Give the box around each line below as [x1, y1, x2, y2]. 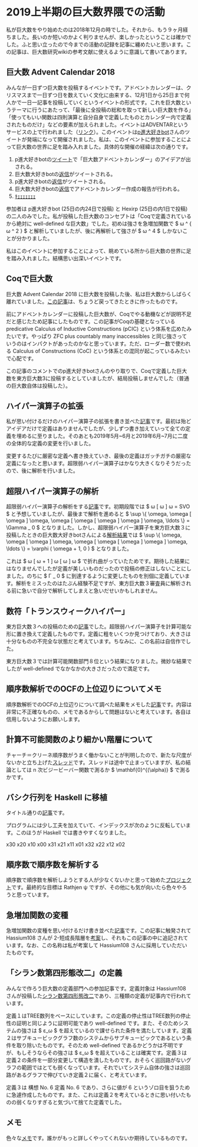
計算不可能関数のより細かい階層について [6, 735, 153, 745]
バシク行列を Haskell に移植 [6, 792, 108, 802]
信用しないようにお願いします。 [6, 716, 84, 723]
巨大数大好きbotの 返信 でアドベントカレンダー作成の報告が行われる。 [14, 185, 183, 192]
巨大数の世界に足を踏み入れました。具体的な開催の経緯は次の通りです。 [16, 143, 192, 150]
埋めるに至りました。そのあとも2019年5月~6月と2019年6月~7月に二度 [16, 433, 189, 440]
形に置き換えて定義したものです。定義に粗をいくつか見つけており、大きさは [6, 631, 191, 637]
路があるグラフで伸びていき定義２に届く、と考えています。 [6, 1071, 150, 1078]
